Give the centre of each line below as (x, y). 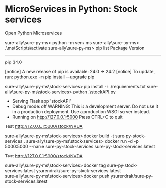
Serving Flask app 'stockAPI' (41, 101)
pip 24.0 (14, 62)
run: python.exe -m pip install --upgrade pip (50, 77)
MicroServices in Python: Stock (71, 9)
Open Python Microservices (34, 33)
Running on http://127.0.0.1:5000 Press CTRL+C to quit (67, 117)
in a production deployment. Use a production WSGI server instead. (81, 111)
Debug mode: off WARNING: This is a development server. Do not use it (85, 106)
